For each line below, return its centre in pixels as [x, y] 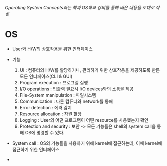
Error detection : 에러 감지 [46, 107]
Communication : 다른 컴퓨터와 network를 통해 [66, 101]
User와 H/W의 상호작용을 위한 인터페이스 [52, 49]
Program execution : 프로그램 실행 [54, 82]
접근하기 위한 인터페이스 [36, 149]
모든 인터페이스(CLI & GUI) [46, 76]
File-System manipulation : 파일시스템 [58, 95]
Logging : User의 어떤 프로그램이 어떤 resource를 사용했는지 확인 [84, 120]
